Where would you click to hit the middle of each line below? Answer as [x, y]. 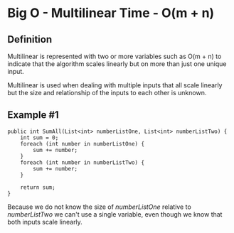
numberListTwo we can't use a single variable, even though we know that [115, 214]
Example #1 [33, 115]
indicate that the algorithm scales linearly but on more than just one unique [117, 64]
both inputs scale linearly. [45, 222]
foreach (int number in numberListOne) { [82, 143]
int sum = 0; [39, 137]
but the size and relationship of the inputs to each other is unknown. [107, 93]
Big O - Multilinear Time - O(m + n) [111, 13]
